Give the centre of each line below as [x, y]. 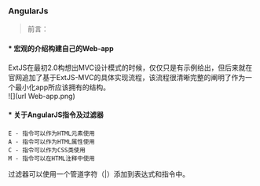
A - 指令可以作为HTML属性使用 [52, 142]
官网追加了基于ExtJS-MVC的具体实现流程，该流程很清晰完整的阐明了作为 [127, 77]
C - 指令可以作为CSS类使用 [47, 150]
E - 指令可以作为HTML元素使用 [52, 133]
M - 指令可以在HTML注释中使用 [52, 159]
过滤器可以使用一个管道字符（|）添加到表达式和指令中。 [99, 173]
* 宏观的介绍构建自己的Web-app [61, 48]
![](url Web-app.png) [42, 96]
